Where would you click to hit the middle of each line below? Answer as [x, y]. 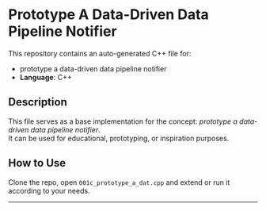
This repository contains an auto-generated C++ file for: [100, 53]
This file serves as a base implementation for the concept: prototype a [123, 121]
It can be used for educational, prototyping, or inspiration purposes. [119, 138]
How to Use [37, 163]
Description [38, 102]
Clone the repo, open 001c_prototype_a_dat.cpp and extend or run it [119, 182]
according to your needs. [49, 190]
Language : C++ [46, 77]
